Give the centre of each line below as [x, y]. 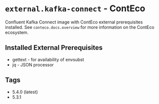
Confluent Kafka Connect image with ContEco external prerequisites [74, 22]
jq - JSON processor [33, 64]
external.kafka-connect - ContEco [75, 9]
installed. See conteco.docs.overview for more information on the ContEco [80, 27]
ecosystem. [17, 32]
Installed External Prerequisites [54, 48]
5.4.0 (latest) [25, 92]
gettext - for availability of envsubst [48, 60]
